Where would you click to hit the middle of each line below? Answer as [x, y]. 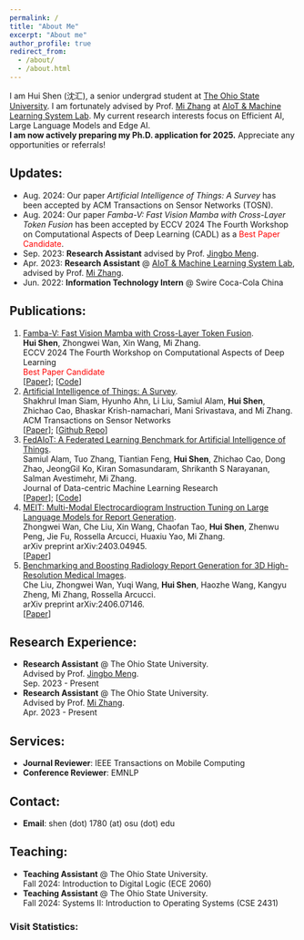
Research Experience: [73, 642]
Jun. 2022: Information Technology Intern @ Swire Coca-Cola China [153, 282]
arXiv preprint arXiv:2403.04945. [85, 546]
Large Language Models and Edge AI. [80, 125]
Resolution [42, 575]
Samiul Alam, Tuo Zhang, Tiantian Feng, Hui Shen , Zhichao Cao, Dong [154, 459]
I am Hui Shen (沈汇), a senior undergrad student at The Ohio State [135, 96]
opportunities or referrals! [58, 144]
